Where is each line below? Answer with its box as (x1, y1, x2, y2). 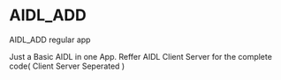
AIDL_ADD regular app (9, 34, 91, 45)
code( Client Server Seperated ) (9, 61, 125, 71)
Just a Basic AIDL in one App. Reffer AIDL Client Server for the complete (9, 51, 272, 62)
